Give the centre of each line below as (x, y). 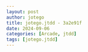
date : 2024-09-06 (28, 28)
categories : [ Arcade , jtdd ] (42, 34)
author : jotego (25, 17)
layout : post (23, 12)
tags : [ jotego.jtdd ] (32, 39)
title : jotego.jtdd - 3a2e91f (44, 23)
